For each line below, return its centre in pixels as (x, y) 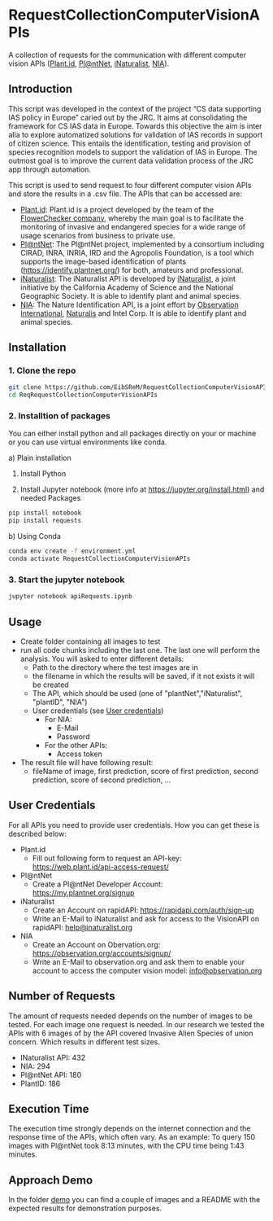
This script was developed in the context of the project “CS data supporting (135, 108)
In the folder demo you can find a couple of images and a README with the (134, 1200)
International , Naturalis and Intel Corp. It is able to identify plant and (133, 313)
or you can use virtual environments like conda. (88, 442)
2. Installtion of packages (60, 416)
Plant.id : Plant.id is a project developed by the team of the (117, 209)
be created (50, 685)
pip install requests (45, 521)
